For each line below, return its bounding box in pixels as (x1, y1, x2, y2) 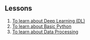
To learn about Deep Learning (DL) (12, 17, 85, 24)
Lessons (5, 4, 33, 13)
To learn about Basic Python (12, 23, 72, 29)
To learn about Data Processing (12, 28, 78, 35)
